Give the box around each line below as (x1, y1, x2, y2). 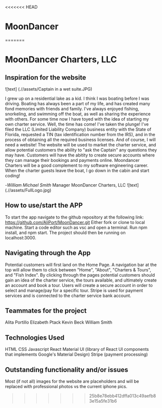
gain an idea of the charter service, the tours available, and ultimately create (5, 277, 157, 283)
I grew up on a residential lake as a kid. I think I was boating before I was (5, 95, 149, 101)
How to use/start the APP (5, 201, 83, 210)
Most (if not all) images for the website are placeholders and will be (5, 378, 139, 384)
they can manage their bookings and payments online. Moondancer (5, 157, 140, 163)
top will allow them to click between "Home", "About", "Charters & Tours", (5, 267, 151, 273)
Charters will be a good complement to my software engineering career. (5, 162, 148, 168)
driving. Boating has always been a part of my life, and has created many (5, 100, 150, 106)
